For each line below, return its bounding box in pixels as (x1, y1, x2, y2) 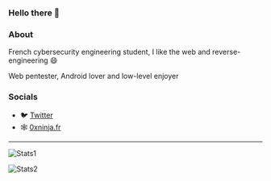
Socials (8, 92, 38, 103)
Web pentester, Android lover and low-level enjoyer (8, 72, 179, 81)
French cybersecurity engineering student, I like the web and (8, 47, 211, 57)
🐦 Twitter (19, 110, 54, 120)
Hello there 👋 (8, 7, 60, 19)
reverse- (212, 47, 241, 57)
